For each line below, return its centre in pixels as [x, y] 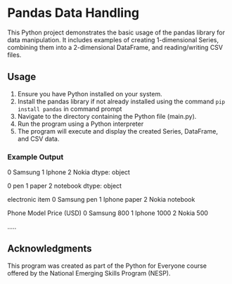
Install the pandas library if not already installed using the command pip [121, 101]
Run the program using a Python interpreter [80, 124]
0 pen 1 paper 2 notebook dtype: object [64, 186]
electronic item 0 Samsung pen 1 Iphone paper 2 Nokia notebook [101, 200]
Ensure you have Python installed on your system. [90, 93]
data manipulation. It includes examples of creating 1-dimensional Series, [113, 39]
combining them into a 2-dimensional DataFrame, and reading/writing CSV [115, 47]
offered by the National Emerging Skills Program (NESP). [89, 273]
